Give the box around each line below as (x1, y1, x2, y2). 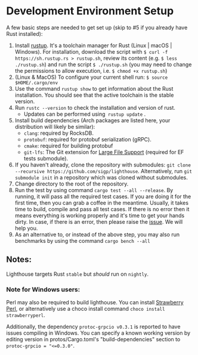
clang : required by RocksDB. (23, 129, 94, 137)
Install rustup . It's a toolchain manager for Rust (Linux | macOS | (14, 42, 172, 49)
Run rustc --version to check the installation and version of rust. (14, 104, 176, 111)
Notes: (6, 255, 32, 265)
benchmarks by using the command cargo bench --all (14, 237, 150, 244)
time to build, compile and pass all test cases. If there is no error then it (14, 205, 190, 212)
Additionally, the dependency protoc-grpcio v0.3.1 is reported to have (6, 323, 181, 331)
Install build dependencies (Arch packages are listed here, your (14, 116, 171, 124)
